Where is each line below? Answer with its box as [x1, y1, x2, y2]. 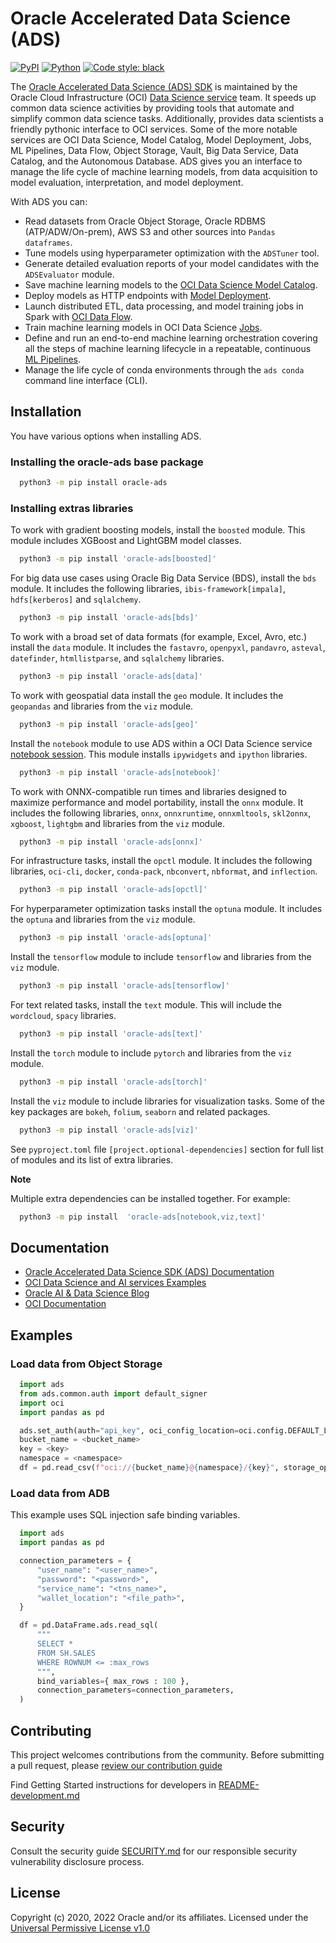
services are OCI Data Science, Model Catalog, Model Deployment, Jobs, [10, 133, 312, 146]
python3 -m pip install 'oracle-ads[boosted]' [19, 554, 217, 564]
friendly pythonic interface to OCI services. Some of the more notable [10, 123, 298, 135]
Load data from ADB [10, 1486, 110, 1500]
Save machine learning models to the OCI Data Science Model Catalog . [24, 278, 318, 291]
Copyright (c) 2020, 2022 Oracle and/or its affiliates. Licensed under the [10, 1911, 309, 1923]
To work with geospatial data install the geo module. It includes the [10, 689, 284, 701]
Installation [10, 403, 82, 421]
